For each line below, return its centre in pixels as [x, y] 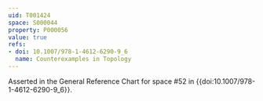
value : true [27, 37]
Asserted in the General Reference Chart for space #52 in [101, 81]
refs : [17, 45]
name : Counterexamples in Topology [73, 60]
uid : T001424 [29, 15]
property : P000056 [38, 30]
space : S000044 [33, 23]
